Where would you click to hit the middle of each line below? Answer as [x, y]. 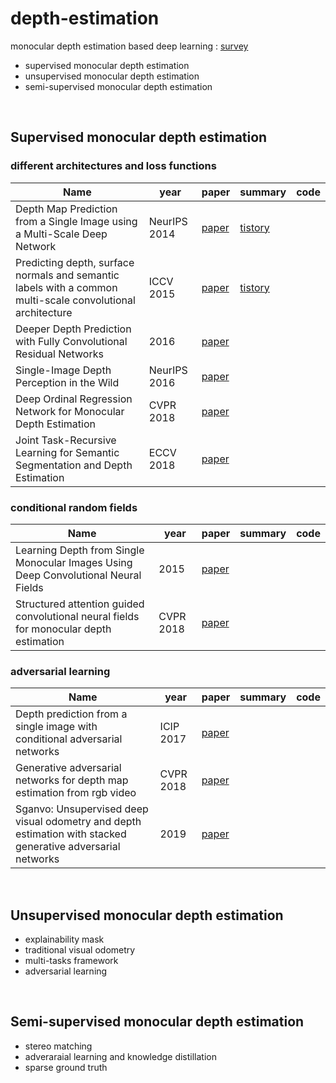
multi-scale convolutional [75, 300]
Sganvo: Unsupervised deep [82, 809]
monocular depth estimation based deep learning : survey [129, 46]
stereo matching [58, 1046]
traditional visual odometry [80, 950]
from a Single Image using [76, 221]
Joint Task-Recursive [66, 440]
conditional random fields [74, 507]
